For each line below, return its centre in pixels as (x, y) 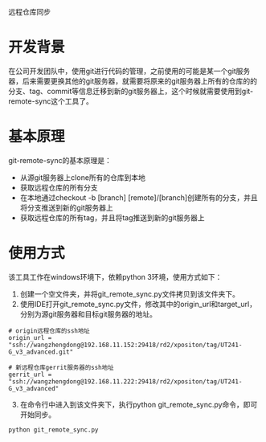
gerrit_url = (30, 374)
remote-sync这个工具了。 (51, 101)
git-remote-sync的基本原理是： (60, 160)
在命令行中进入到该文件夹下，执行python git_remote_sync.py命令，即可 (139, 404)
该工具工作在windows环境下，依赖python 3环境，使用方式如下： (115, 276)
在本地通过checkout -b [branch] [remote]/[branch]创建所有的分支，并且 (139, 197)
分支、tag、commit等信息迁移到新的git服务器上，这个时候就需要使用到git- (131, 91)
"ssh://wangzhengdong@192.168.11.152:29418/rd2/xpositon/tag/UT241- (125, 345)
